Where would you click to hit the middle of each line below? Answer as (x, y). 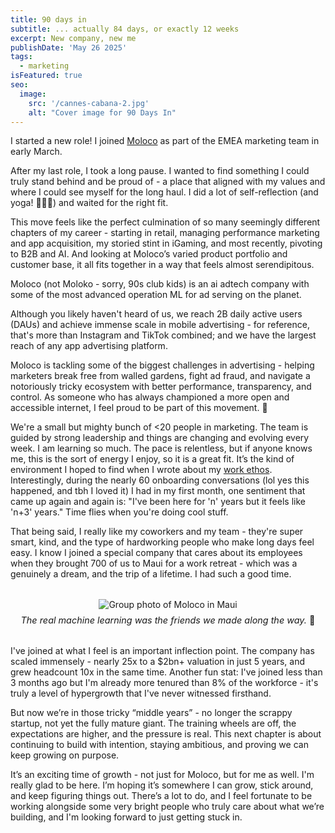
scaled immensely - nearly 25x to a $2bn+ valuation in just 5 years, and (158, 662)
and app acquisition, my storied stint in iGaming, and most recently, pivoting (166, 243)
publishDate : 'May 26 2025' (69, 47)
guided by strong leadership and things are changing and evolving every (160, 438)
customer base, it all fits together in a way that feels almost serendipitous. (162, 265)
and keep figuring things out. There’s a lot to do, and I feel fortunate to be (161, 796)
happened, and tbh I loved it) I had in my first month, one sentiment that (158, 491)
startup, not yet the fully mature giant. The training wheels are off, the (153, 723)
